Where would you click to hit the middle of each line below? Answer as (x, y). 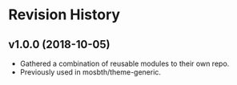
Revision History (64, 15)
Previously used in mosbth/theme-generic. (90, 72)
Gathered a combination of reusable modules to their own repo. (125, 63)
